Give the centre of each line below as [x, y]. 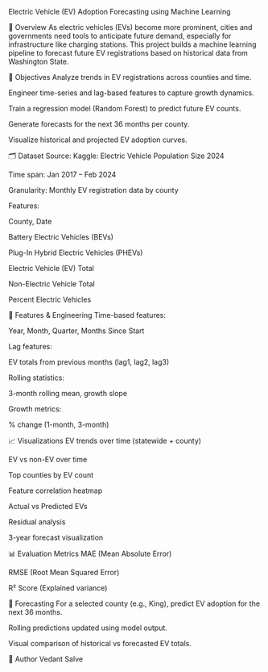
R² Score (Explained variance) [58, 588]
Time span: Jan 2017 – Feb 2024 [62, 174]
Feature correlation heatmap [56, 490]
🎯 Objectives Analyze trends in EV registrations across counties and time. [130, 77]
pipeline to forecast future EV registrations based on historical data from [128, 53]
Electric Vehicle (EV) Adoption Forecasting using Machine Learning [120, 12]
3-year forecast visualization [56, 537]
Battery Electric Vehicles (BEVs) [61, 237]
